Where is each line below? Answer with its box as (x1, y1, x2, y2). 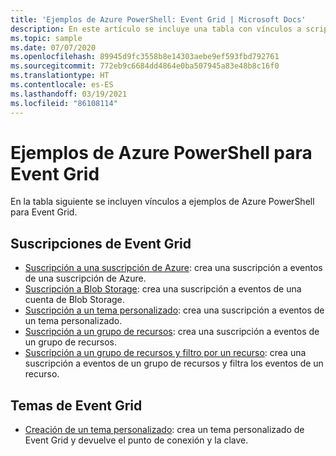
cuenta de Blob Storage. (24, 294, 125, 306)
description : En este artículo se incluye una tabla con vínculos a (10, 24, 302, 34)
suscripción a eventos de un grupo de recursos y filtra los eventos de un (24, 357, 324, 370)
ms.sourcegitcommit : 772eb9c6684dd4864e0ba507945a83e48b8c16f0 (10, 61, 280, 71)
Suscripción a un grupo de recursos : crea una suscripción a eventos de (24, 326, 320, 338)
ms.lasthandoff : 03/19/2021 (10, 89, 128, 99)
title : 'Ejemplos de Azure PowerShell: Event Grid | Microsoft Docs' (10, 14, 307, 25)
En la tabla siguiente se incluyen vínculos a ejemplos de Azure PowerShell (10, 196, 315, 208)
